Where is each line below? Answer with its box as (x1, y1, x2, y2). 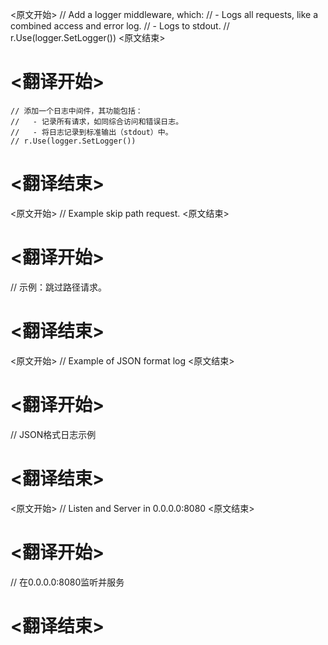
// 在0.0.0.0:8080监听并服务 (10, 576, 125, 588)
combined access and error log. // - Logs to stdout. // (10, 20, 230, 32)
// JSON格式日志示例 (10, 428, 97, 440)
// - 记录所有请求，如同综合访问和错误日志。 (10, 116, 184, 127)
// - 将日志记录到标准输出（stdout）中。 (10, 127, 173, 137)
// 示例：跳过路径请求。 (10, 281, 108, 293)
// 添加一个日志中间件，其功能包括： (10, 106, 143, 116)
